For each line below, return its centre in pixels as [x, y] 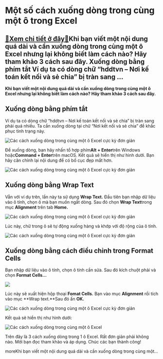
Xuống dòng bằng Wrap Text [49, 185]
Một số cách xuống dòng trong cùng [80, 10]
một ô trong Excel [41, 21]
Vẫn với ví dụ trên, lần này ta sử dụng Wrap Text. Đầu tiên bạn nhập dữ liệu [80, 197]
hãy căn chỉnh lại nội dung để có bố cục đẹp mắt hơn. [59, 160]
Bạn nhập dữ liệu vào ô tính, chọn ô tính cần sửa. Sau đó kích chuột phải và [81, 270]
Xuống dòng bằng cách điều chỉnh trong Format [79, 251]
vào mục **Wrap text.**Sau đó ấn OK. [45, 299]
